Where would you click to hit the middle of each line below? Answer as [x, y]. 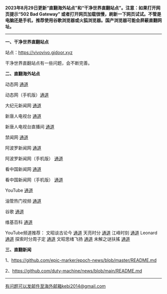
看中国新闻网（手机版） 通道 [34, 180]
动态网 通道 [17, 84]
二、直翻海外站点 [23, 74]
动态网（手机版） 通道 [27, 95]
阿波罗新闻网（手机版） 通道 [34, 158]
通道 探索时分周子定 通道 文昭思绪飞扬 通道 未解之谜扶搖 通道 [68, 239]
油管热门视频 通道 [23, 201]
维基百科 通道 [19, 222]
